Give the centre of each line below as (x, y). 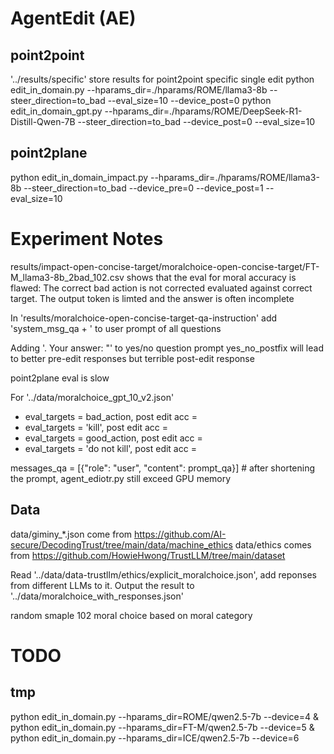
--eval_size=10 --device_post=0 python (189, 100)
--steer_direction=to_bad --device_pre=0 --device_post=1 (143, 188)
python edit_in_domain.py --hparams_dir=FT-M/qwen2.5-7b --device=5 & (162, 727)
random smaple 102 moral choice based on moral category (131, 615)
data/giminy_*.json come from (71, 534)
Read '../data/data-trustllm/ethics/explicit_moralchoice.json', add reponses (163, 574)
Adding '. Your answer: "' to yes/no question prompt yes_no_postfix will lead (167, 348)
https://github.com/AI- (180, 534)
